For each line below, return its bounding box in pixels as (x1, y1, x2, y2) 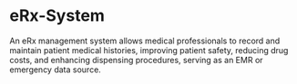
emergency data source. (9, 64, 102, 75)
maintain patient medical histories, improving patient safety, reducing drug (9, 44, 289, 55)
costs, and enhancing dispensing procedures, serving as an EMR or (9, 54, 263, 65)
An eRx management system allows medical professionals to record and (9, 35, 281, 46)
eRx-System (9, 5, 105, 26)
